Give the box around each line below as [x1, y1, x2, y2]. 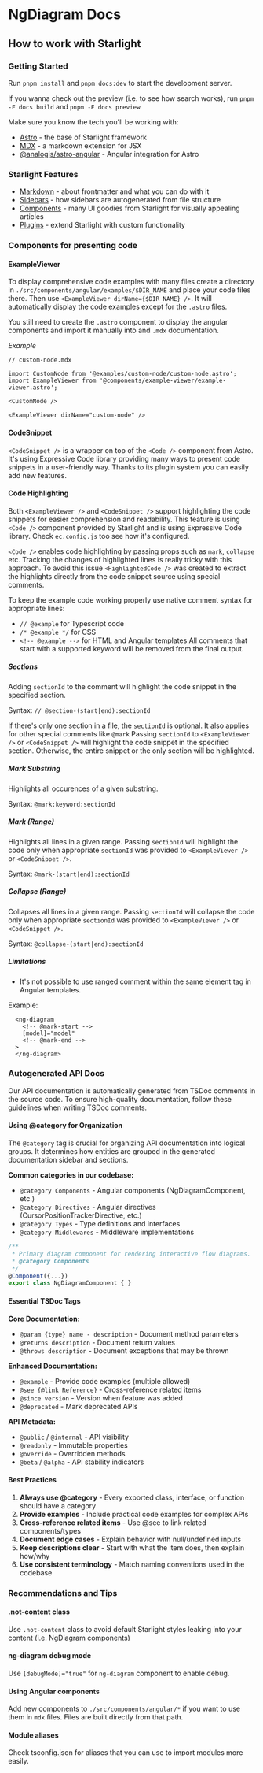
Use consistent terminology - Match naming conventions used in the [19, 1560, 245, 1569]
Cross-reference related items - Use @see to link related [19, 1518, 206, 1527]
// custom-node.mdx [8, 356, 72, 364]
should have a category [19, 1500, 97, 1510]
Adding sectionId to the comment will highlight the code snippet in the [8, 681, 237, 691]
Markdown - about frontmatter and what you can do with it [19, 187, 210, 196]
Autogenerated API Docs [8, 1068, 104, 1079]
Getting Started [8, 61, 68, 72]
